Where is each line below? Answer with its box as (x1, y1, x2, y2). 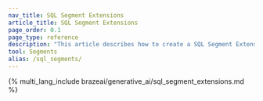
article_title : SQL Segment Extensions (8, 19, 139, 27)
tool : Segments (8, 48, 58, 56)
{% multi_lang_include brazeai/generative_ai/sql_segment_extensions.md (8, 76, 245, 86)
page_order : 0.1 (8, 26, 61, 34)
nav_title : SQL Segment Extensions (8, 11, 124, 20)
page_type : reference (8, 33, 79, 41)
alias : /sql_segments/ (8, 56, 82, 63)
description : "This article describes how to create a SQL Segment (8, 41, 233, 49)
